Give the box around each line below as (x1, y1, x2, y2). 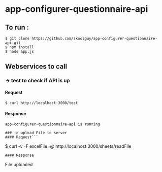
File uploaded (5, 161, 33, 167)
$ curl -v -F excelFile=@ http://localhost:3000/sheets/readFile (5, 143, 131, 149)
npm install (9, 45, 34, 50)
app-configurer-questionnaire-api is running (5, 122, 100, 127)
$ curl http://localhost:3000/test (5, 100, 78, 105)
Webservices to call (5, 63, 67, 71)
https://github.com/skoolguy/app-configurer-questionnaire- (31, 36, 158, 41)
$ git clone (5, 36, 30, 41)
